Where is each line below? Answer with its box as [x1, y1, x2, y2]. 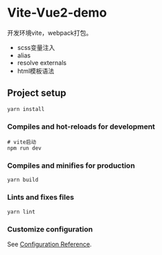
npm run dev [7, 145, 42, 152]
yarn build [7, 177, 39, 184]
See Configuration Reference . [7, 240, 92, 248]
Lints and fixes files [7, 193, 75, 202]
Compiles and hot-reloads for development [7, 121, 156, 131]
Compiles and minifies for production [7, 161, 135, 170]
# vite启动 [7, 139, 37, 146]
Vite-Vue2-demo [7, 5, 107, 21]
